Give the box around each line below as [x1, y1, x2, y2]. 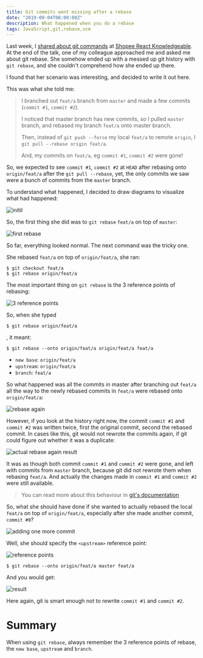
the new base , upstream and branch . [6, 645, 93, 653]
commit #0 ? [6, 516, 34, 523]
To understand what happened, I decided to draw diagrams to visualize [6, 188, 185, 196]
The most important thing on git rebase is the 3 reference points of [6, 281, 176, 289]
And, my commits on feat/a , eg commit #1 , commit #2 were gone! [21, 152, 184, 159]
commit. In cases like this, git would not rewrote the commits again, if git [6, 430, 187, 437]
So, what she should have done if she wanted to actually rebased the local [6, 503, 193, 510]
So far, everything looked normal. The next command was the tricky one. [6, 242, 189, 249]
